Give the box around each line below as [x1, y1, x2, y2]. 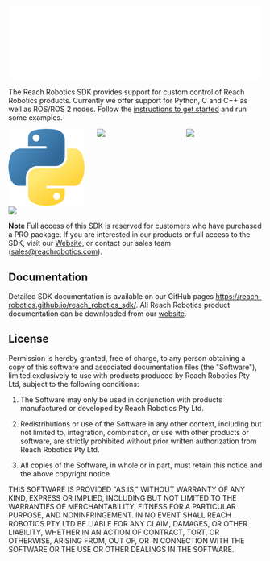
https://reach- [215, 292, 262, 301]
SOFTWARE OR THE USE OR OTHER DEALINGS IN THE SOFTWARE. [8, 544, 235, 554]
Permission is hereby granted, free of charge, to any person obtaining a [8, 353, 246, 363]
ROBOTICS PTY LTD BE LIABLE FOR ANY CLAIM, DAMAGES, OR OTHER [8, 518, 248, 528]
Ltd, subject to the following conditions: [8, 379, 139, 389]
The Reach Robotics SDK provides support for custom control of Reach [8, 87, 245, 97]
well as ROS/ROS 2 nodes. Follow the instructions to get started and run [8, 104, 247, 114]
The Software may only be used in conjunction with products [19, 394, 223, 405]
